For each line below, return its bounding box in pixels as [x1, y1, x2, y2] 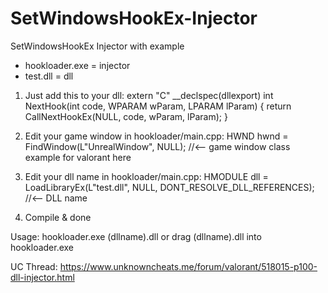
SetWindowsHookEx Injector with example [10, 40, 185, 52]
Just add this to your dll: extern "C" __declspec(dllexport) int [24, 89, 274, 101]
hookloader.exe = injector [24, 59, 131, 71]
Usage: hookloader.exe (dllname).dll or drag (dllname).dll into [10, 230, 262, 242]
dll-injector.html [10, 271, 75, 283]
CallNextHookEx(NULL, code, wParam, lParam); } [24, 110, 228, 122]
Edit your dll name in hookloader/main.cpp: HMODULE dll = [24, 170, 269, 182]
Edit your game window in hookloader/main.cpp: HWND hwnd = [24, 130, 289, 142]
